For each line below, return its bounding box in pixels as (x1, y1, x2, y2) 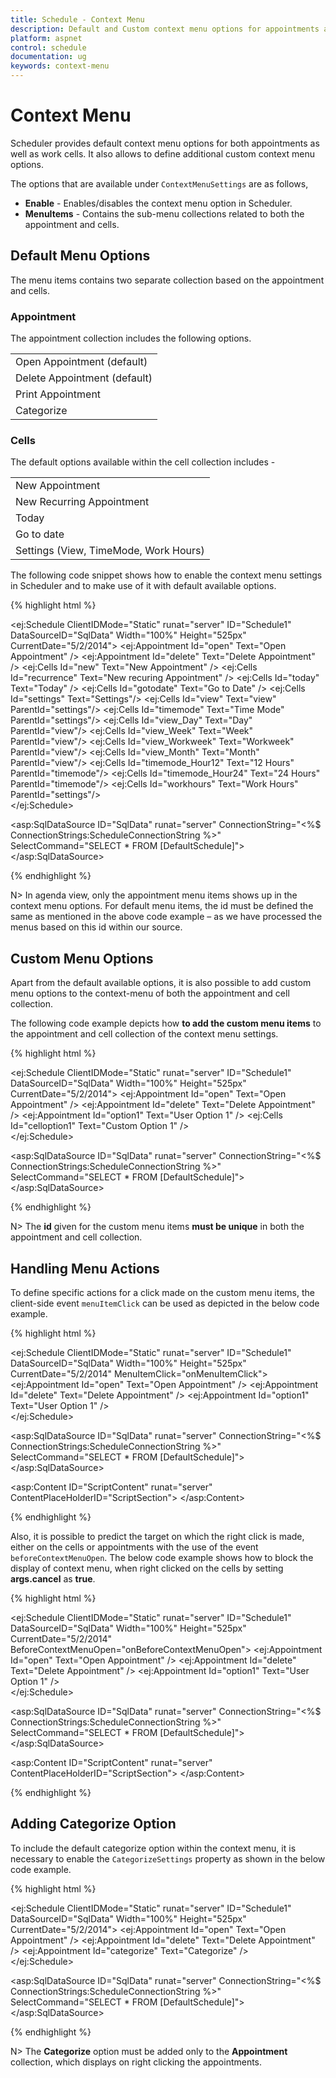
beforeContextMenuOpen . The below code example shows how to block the (10, 1551, 314, 1563)
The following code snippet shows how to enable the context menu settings (10, 569, 323, 581)
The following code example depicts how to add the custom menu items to (10, 1017, 322, 1030)
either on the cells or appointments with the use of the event (10, 1541, 259, 1553)
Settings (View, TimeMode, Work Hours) (15, 544, 205, 558)
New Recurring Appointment (15, 495, 150, 509)
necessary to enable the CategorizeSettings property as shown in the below (10, 1852, 326, 1865)
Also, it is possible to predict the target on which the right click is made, (10, 1530, 305, 1542)
